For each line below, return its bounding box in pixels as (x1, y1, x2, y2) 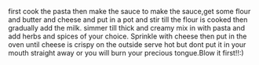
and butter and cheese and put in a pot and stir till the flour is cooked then (8, 15, 248, 24)
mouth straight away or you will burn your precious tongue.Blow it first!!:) (8, 49, 245, 57)
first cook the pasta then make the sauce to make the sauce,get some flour (8, 7, 251, 16)
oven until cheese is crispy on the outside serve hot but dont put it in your (8, 40, 246, 49)
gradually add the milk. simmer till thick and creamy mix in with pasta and (8, 23, 246, 32)
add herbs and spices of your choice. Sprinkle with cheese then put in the (8, 31, 247, 41)
